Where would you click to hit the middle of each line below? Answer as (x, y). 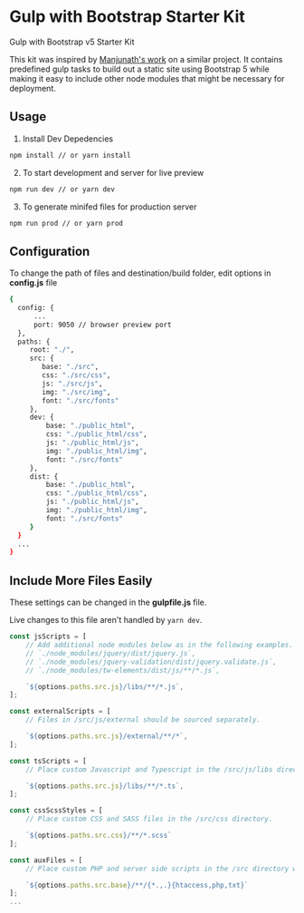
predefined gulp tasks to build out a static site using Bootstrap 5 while (139, 69)
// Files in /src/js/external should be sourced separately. (143, 720)
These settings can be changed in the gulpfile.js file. (108, 602)
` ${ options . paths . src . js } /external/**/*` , (107, 736)
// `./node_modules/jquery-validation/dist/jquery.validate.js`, (152, 662)
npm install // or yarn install (70, 155)
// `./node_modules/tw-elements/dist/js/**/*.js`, (123, 670)
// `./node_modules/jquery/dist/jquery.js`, (111, 653)
